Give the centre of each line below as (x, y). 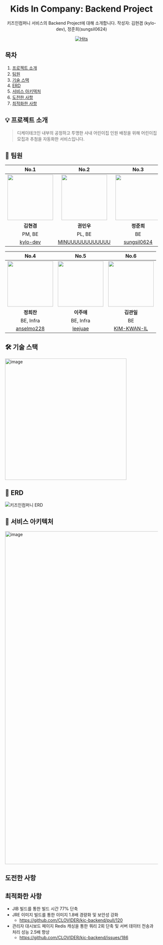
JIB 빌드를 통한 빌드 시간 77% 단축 (45, 909)
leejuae (81, 329)
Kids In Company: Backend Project (81, 9)
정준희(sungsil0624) (87, 29)
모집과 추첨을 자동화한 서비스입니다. (51, 139)
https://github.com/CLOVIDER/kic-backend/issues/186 (74, 938)
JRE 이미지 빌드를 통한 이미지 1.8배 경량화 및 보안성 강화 (65, 915)
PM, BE (30, 234)
